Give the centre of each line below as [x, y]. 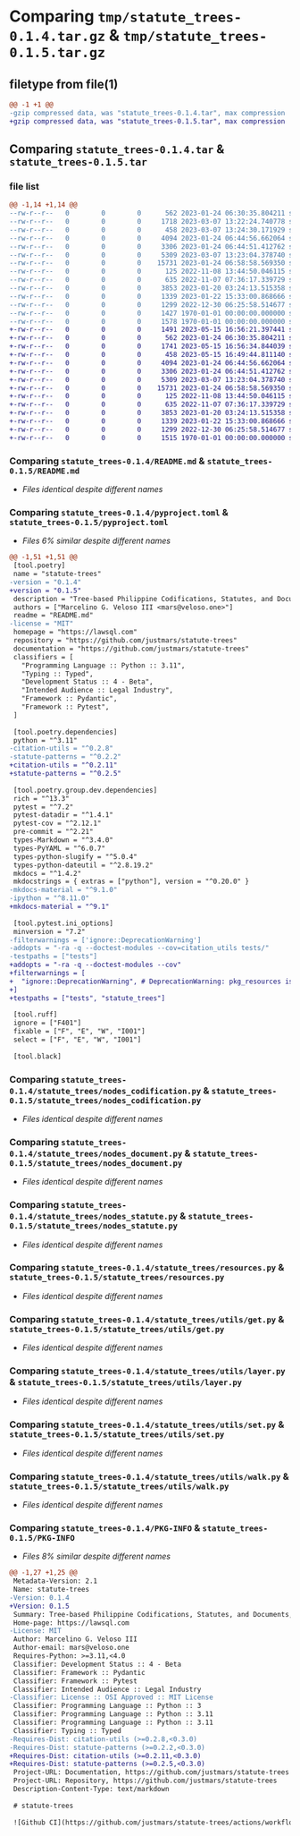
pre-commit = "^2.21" [53, 832]
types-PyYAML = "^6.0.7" [59, 848]
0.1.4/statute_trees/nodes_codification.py [105, 1091]
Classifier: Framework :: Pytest [75, 1681]
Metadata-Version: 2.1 [55, 1581]
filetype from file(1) [64, 84]
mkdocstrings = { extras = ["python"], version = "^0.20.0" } [131, 882]
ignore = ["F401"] [47, 1023]
